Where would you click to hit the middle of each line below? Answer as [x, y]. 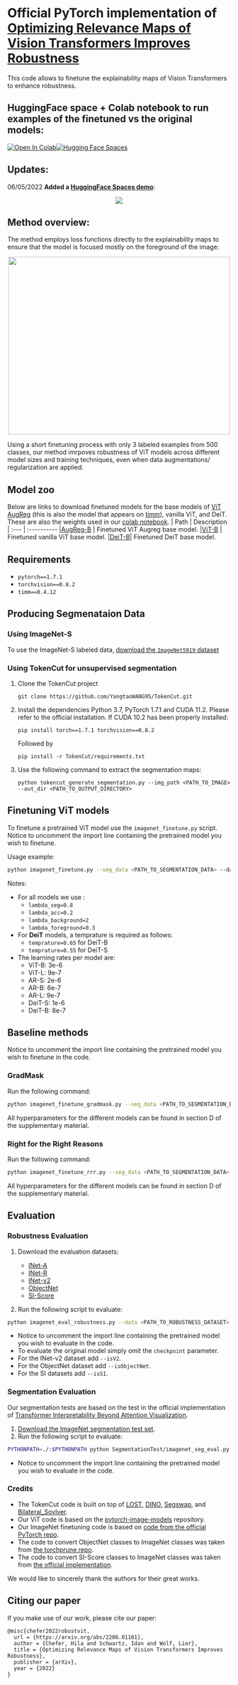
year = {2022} [34, 1668]
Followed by [35, 743]
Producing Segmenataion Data [76, 614]
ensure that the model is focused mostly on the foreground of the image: [113, 247]
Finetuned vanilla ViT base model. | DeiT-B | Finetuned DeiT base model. [112, 537]
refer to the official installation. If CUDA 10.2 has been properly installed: [123, 717]
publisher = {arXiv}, [46, 1662]
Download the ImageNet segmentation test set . [86, 1428]
